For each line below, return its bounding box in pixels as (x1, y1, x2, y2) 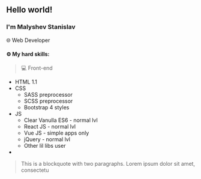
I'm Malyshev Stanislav (6, 23, 76, 31)
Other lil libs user (23, 142, 66, 149)
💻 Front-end (20, 64, 53, 71)
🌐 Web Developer (6, 36, 50, 44)
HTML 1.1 (14, 78, 37, 85)
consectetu (20, 166, 49, 174)
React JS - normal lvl (23, 123, 76, 130)
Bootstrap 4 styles (23, 103, 70, 111)
